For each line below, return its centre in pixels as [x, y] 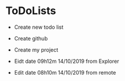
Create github [31, 38]
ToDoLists [31, 11]
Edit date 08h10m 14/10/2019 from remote [65, 72]
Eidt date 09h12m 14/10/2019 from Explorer [67, 61]
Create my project [36, 50]
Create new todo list [39, 27]
